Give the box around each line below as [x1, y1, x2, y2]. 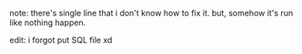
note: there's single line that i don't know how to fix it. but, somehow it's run [9, 8, 294, 18]
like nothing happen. [9, 17, 86, 28]
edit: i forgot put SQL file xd [9, 35, 113, 45]
